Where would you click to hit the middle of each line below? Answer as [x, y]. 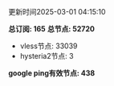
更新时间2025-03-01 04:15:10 [57, 12]
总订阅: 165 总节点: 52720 [51, 29]
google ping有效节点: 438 [52, 73]
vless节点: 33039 [49, 46]
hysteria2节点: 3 [47, 56]
